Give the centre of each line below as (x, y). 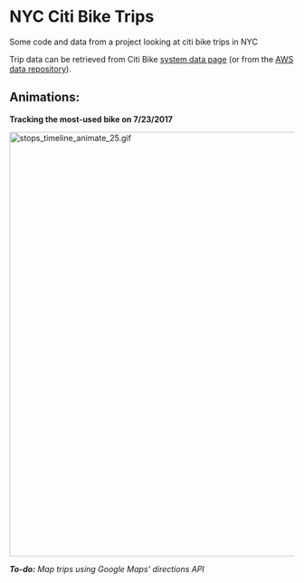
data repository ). (41, 69)
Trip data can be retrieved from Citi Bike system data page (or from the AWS (152, 59)
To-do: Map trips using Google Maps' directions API (107, 569)
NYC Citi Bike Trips (82, 17)
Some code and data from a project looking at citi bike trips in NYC (133, 42)
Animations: (44, 97)
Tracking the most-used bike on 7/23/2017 (91, 119)
